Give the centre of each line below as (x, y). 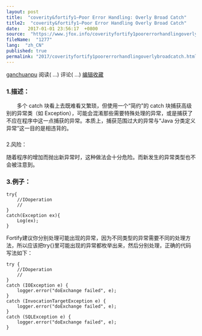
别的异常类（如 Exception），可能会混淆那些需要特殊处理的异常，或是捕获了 (100, 113)
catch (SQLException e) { (38, 317)
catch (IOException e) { (37, 286)
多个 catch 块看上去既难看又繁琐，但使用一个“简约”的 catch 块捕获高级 (104, 105)
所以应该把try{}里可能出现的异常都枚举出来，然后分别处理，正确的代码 (104, 246)
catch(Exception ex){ (33, 216)
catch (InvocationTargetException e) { (56, 301)
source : (16, 34)
